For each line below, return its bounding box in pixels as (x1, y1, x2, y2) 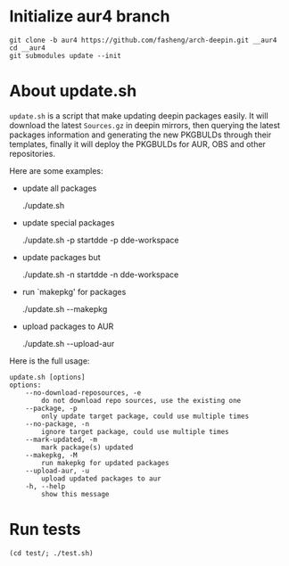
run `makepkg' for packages (21, 286, 127, 297)
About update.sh (9, 81, 137, 102)
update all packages (21, 183, 97, 193)
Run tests (9, 520, 81, 540)
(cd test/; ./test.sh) (9, 548, 94, 558)
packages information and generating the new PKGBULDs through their (9, 129, 272, 140)
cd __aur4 (9, 43, 46, 53)
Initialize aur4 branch (9, 6, 170, 27)
